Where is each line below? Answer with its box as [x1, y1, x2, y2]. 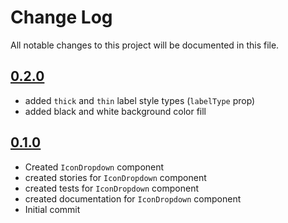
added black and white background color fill [24, 105, 207, 117]
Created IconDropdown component [24, 161, 165, 173]
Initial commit [24, 203, 81, 215]
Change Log [10, 6, 113, 29]
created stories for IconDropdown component [24, 171, 207, 183]
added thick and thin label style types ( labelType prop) [24, 94, 256, 106]
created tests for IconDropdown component [24, 182, 200, 194]
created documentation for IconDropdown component [24, 192, 242, 205]
